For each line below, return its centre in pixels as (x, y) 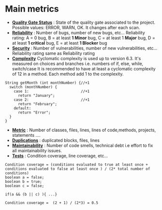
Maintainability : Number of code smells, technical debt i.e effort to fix (82, 145)
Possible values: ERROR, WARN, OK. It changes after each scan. (76, 27)
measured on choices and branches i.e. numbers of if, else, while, (78, 64)
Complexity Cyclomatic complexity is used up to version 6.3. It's (76, 58)
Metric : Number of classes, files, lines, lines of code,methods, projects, (84, 130)
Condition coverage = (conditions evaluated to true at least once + (77, 164)
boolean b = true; (23, 181)
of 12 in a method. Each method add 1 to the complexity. (68, 74)
